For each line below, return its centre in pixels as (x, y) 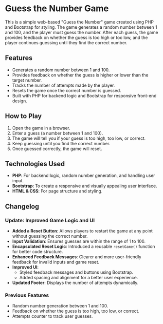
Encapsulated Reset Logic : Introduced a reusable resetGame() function (83, 247)
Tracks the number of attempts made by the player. (63, 85)
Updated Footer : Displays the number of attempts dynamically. (75, 283)
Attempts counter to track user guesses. (53, 316)
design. (20, 101)
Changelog (22, 206)
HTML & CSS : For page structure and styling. (57, 191)
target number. (27, 80)
